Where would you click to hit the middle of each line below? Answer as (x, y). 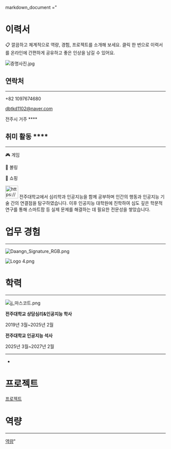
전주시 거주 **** (21, 119)
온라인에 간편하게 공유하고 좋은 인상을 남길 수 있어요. (63, 53)
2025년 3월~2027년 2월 (30, 346)
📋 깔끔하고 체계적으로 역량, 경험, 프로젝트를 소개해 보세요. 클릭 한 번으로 (77, 44)
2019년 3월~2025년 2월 (30, 325)
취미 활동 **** (27, 137)
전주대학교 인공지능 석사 (29, 336)
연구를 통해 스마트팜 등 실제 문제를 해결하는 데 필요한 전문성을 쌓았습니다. (78, 209)
